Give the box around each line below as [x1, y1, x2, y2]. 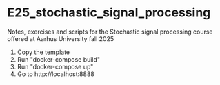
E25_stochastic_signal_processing [7, 5, 211, 21]
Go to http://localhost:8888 [17, 70, 94, 78]
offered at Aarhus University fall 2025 [7, 34, 114, 42]
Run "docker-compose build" [17, 55, 101, 63]
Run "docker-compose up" [17, 62, 94, 71]
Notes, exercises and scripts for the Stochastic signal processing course [7, 27, 213, 36]
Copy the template [17, 48, 70, 56]
